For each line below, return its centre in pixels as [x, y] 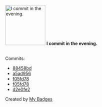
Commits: [15, 58]
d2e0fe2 [21, 89]
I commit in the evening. [72, 43]
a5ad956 [22, 73]
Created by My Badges [29, 99]
